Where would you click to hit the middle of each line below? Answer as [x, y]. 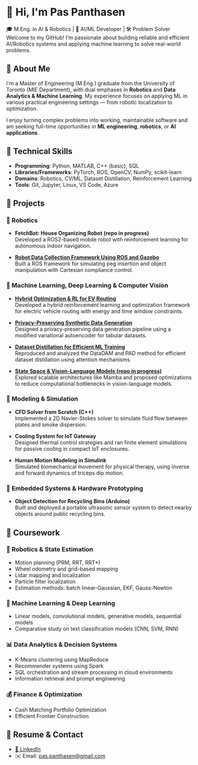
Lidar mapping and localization [52, 575]
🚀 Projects [26, 203]
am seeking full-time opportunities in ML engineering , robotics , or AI [91, 126]
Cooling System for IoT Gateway [55, 436]
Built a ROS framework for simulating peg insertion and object [90, 264]
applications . [23, 133]
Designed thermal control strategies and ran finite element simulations [101, 442]
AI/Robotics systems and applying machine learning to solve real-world [94, 43]
